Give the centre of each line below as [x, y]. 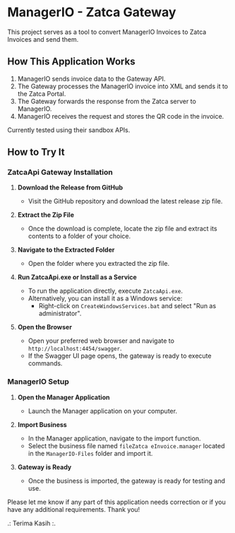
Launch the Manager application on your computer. [103, 411]
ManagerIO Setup [38, 382]
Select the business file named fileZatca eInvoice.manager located [126, 445]
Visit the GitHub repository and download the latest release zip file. [125, 201]
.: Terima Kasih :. [32, 523]
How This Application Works [71, 62]
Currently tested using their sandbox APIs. [69, 130]
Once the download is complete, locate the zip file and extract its [122, 229]
